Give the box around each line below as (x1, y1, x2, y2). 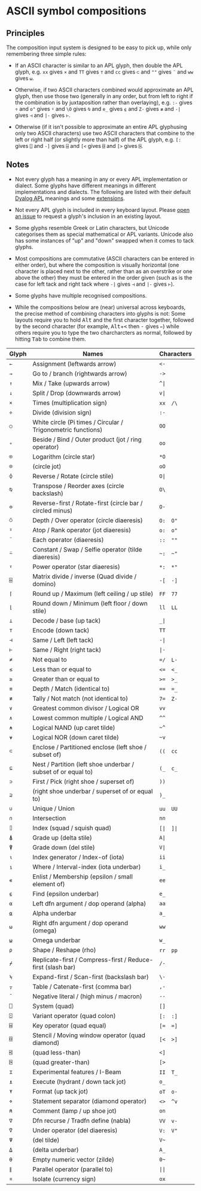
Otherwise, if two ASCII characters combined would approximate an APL (14, 86, 194, 93)
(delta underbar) (32, 1145, 79, 1154)
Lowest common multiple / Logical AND (32, 714, 144, 722)
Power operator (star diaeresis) (32, 562, 121, 571)
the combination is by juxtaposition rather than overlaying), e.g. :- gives (14, 99, 193, 106)
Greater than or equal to (32, 675, 100, 683)
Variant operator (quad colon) (32, 1011, 116, 1020)
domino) (32, 580, 56, 588)
